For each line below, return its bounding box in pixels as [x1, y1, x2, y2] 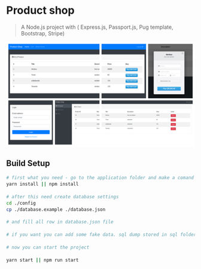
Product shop [6, 4, 75, 17]
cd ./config [6, 200, 36, 206]
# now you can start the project [6, 244, 90, 250]
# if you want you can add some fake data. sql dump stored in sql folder [6, 232, 197, 238]
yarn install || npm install [6, 181, 79, 188]
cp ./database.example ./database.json [6, 206, 106, 213]
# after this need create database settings [6, 194, 119, 200]
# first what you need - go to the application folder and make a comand [6, 175, 194, 181]
